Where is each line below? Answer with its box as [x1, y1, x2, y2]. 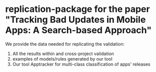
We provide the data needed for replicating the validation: [5, 41, 125, 47]
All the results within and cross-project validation [12, 51, 114, 57]
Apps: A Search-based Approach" [5, 25, 152, 36]
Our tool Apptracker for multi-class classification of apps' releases [12, 61, 150, 67]
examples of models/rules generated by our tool [12, 56, 113, 62]
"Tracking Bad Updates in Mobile [5, 14, 146, 25]
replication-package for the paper [5, 3, 150, 15]
